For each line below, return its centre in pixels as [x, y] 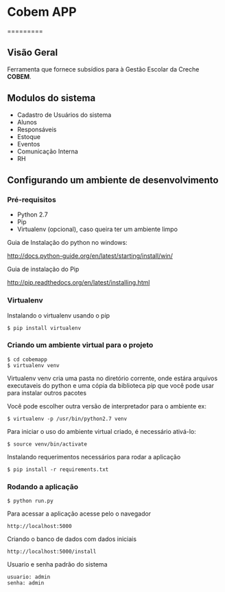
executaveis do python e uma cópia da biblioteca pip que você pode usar [111, 385]
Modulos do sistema [51, 98]
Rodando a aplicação [43, 487]
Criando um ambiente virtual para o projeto [80, 345]
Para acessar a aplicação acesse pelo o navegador [79, 514]
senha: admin [26, 583]
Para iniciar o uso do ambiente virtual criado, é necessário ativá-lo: [102, 431]
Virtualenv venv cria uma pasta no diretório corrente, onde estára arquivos [113, 378]
